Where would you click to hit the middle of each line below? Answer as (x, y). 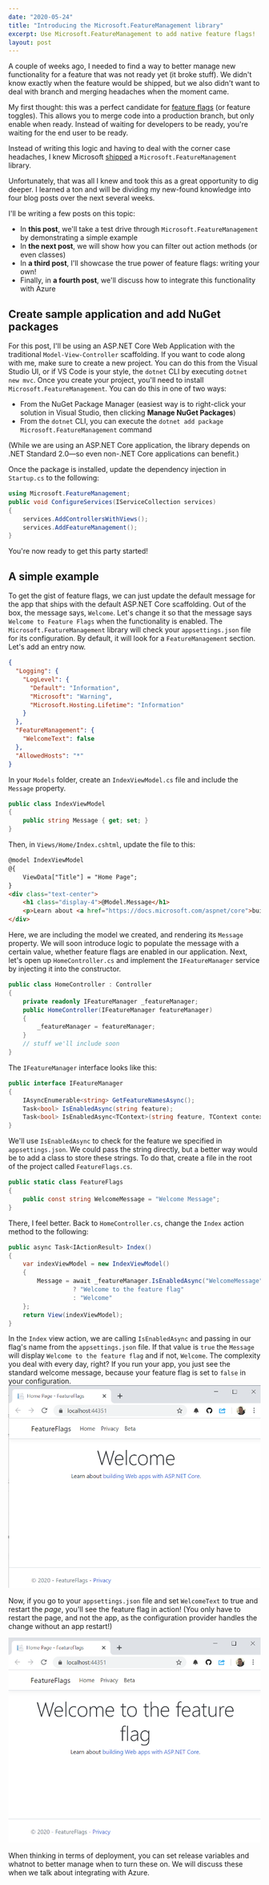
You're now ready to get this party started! (78, 551)
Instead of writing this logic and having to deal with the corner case (119, 148)
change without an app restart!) (60, 1627)
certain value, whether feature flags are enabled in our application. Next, (128, 952)
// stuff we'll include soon (71, 1044)
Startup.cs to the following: (54, 478)
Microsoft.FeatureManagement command (86, 430)
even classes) (43, 255)
